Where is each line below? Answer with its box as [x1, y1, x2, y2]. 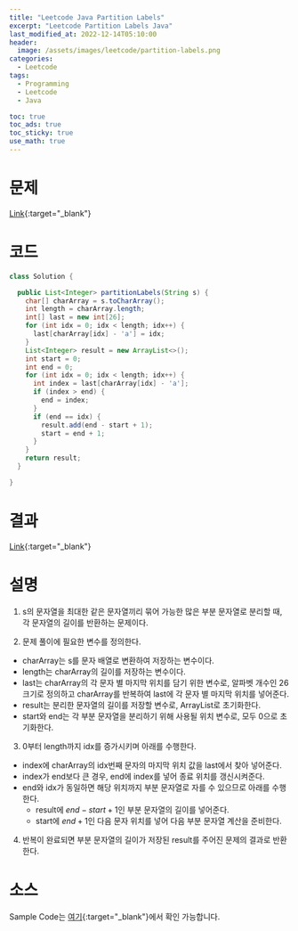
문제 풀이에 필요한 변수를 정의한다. [21, 636, 141, 647]
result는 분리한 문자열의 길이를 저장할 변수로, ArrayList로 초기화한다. [21, 699, 261, 710]
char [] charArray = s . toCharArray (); [25, 296, 165, 306]
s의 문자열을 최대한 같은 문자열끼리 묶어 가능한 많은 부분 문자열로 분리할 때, [21, 606, 283, 617]
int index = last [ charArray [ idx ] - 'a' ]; [32, 380, 189, 388]
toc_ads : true [9, 120, 62, 129]
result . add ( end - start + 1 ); [41, 421, 153, 429]
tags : [9, 71, 29, 80]
